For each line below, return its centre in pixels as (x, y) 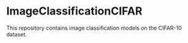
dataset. (17, 34)
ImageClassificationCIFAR (74, 11)
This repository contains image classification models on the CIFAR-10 (94, 28)
